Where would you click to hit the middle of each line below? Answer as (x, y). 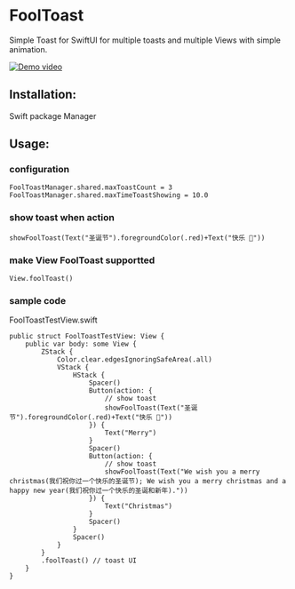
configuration (40, 170)
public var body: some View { (81, 344)
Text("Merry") (131, 433)
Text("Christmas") (139, 506)
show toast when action (62, 218)
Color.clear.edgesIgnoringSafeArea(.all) (135, 360)
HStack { (88, 375)
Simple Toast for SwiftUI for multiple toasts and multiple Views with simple (145, 40)
